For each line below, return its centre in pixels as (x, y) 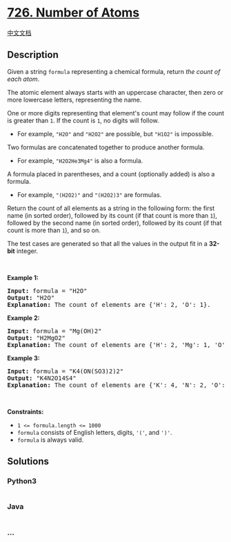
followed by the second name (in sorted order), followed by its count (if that (114, 223)
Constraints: (26, 411)
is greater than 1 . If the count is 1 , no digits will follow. (83, 120)
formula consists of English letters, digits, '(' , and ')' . (94, 432)
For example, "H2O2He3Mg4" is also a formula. (80, 160)
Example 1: (23, 277)
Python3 (22, 481)
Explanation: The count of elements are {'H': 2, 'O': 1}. (109, 305)
